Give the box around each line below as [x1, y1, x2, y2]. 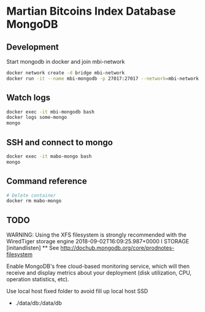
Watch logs [6, 93, 51, 103]
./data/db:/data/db [15, 299, 63, 307]
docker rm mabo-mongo [6, 198, 62, 204]
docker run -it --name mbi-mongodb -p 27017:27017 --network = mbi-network [6, 75, 199, 82]
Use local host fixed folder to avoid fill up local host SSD [6, 287, 149, 295]
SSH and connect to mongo [6, 137, 114, 148]
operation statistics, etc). [6, 276, 69, 283]
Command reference [6, 176, 87, 186]
